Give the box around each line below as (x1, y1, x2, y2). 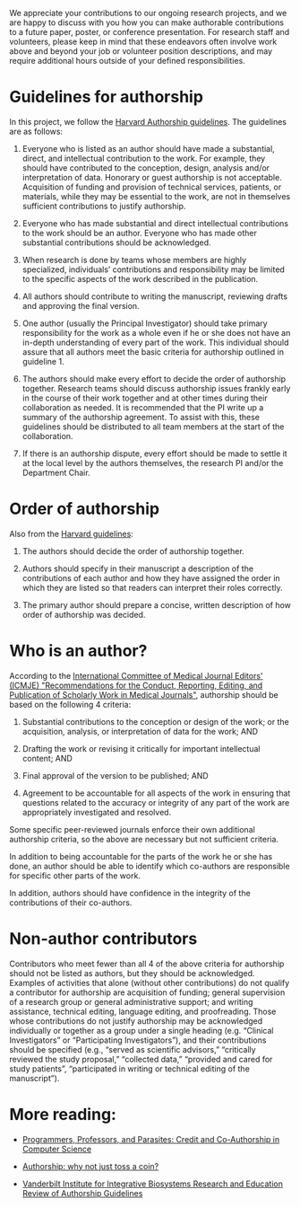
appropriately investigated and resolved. (21, 806, 172, 817)
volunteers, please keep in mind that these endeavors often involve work (9, 36, 278, 47)
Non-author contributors (9, 929, 198, 948)
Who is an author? (9, 641, 148, 661)
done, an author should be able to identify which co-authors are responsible (9, 860, 290, 871)
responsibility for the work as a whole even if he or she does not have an (21, 327, 291, 338)
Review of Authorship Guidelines (21, 1187, 143, 1198)
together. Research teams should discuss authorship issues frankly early (21, 383, 291, 393)
